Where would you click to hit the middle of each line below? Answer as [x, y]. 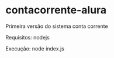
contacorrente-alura [56, 10]
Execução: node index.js [35, 48]
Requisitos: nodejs [28, 37]
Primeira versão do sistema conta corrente [57, 26]
